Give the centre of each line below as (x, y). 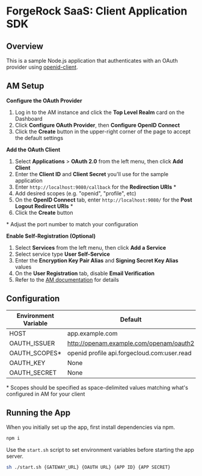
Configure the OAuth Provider (44, 100)
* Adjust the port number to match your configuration (72, 224)
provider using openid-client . (42, 67)
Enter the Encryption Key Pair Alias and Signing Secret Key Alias (96, 260)
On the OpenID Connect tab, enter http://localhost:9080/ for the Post (103, 200)
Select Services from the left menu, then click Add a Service (90, 247)
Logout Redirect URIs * (44, 206)
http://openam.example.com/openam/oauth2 (131, 343)
